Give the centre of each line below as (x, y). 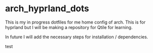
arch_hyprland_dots (47, 9)
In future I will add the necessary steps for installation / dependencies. (76, 37)
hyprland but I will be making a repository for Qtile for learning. (69, 27)
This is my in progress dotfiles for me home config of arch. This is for (75, 22)
